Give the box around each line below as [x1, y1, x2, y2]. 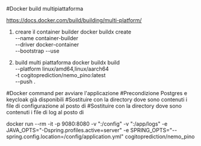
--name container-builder [14, 35, 78, 41]
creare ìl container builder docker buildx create [14, 28, 131, 35]
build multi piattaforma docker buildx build [14, 59, 120, 66]
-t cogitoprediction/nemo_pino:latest [14, 72, 106, 78]
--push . [14, 78, 36, 85]
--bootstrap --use [14, 47, 60, 54]
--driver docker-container [14, 41, 79, 48]
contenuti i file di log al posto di [6, 109, 84, 115]
